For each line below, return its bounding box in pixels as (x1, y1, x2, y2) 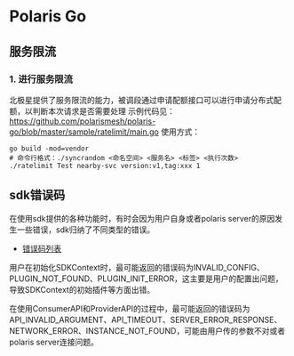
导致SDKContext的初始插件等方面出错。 (9, 284, 155, 295)
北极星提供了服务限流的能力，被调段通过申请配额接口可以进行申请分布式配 (9, 94, 282, 105)
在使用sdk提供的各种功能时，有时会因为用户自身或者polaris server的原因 (9, 213, 275, 223)
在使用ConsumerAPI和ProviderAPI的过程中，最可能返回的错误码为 (9, 303, 250, 313)
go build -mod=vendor (9, 144, 90, 153)
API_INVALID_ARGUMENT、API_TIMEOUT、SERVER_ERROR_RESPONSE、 (9, 314, 282, 325)
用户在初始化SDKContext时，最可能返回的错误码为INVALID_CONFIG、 (9, 262, 265, 272)
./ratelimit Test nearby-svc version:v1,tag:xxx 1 (9, 161, 201, 170)
